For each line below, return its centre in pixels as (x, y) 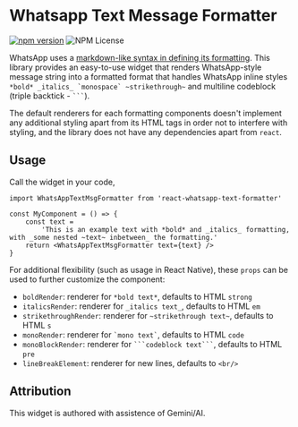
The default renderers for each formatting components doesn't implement (145, 113)
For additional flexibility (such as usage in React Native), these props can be (149, 269)
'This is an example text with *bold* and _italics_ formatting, (166, 229)
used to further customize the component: (87, 279)
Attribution (40, 392)
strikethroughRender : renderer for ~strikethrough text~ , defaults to (148, 315)
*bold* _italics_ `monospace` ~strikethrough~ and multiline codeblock (143, 86)
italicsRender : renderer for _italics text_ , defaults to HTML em (141, 306)
